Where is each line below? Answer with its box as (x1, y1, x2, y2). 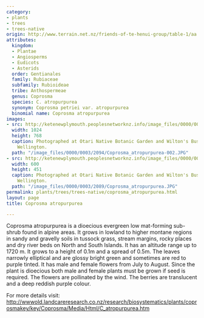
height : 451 (12, 167, 42, 173)
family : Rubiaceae (12, 76, 59, 82)
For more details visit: (6, 292, 61, 299)
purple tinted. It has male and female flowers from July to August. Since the (6, 261, 195, 268)
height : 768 (12, 133, 42, 139)
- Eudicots (12, 59, 39, 65)
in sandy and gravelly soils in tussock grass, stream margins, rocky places (6, 235, 192, 242)
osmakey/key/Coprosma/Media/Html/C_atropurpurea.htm (6, 305, 150, 312)
